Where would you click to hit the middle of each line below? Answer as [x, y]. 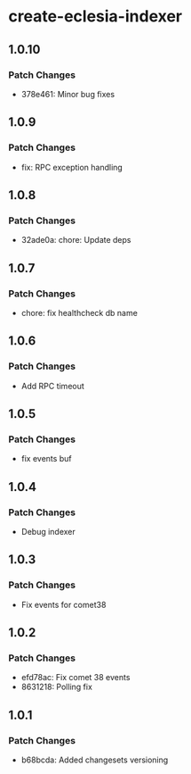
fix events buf [46, 459]
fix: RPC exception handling [72, 167]
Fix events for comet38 [64, 604]
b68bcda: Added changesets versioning [95, 760]
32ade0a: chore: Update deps [76, 240]
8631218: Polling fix [56, 687]
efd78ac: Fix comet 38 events [76, 678]
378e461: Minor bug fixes [68, 94]
